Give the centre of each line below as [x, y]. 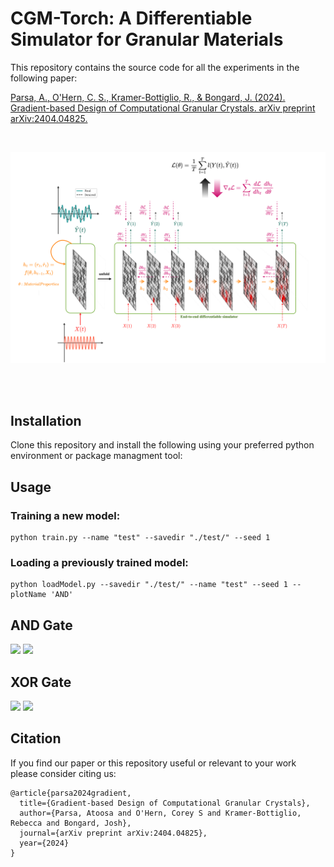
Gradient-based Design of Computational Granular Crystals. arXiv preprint [163, 108]
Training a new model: [65, 515]
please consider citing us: [63, 773]
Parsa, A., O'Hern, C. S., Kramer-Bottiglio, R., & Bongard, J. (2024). [148, 97]
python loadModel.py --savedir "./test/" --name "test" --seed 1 [149, 585]
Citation [36, 738]
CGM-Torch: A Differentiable [131, 18]
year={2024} [44, 843]
